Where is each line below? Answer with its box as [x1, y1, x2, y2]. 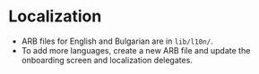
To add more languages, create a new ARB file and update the [21, 45, 251, 55]
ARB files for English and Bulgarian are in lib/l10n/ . [21, 36, 213, 46]
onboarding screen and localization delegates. [21, 54, 194, 65]
